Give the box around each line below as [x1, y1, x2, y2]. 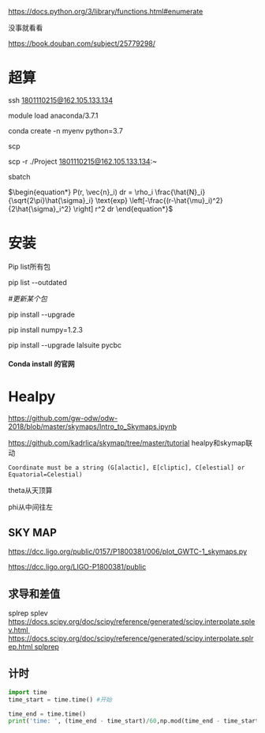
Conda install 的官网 [8, 359, 75, 369]
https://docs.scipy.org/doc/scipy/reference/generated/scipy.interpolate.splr [8, 633, 254, 643]
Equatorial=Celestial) [8, 471, 83, 479]
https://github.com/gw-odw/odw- [8, 414, 118, 423]
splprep [34, 642, 59, 652]
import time [8, 688, 47, 696]
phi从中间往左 [8, 502, 54, 512]
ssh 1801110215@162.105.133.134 [8, 95, 114, 105]
